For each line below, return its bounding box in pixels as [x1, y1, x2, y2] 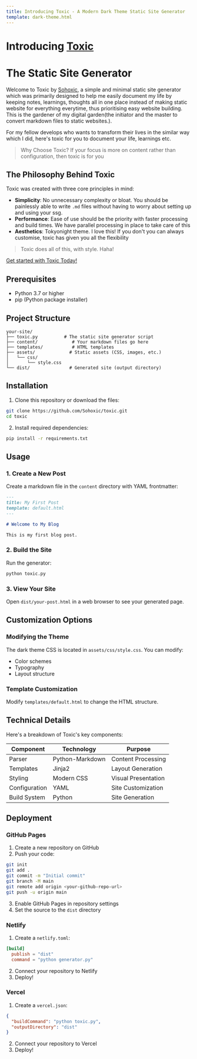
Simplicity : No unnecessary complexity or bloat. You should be [14, 197, 169, 204]
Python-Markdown [52, 755, 106, 763]
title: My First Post [6, 500, 59, 506]
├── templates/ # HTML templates [6, 344, 115, 351]
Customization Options [6, 615, 93, 625]
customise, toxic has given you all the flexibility [14, 234, 129, 242]
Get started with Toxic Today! [6, 257, 78, 264]
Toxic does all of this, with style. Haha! [20, 246, 114, 253]
